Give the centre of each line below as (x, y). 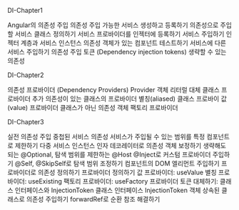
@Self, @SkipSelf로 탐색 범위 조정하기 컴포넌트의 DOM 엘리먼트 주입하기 (117, 163)
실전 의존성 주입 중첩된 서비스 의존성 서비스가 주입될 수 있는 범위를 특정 (106, 136)
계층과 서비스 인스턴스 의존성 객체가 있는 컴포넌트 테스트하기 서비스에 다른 (123, 43)
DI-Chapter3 (26, 122)
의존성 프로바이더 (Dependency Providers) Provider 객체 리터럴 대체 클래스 (113, 90)
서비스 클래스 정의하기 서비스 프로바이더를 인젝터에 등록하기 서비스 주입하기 (119, 34)
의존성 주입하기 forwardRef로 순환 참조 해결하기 (93, 199)
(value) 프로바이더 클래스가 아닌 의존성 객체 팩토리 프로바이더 (93, 107)
